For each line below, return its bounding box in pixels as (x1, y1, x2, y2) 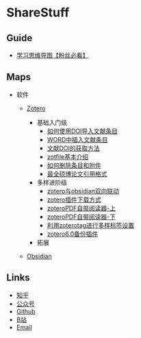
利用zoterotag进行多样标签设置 (47, 221, 135, 229)
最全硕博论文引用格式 (47, 169, 107, 178)
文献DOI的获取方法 (47, 144, 100, 152)
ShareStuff (6, 5, 70, 21)
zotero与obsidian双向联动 (47, 186, 119, 195)
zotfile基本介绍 (47, 152, 89, 160)
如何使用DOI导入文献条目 (47, 127, 118, 135)
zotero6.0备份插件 (47, 230, 99, 238)
